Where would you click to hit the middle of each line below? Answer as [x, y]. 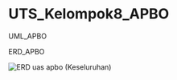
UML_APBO [27, 36]
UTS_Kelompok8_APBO [89, 14]
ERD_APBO [27, 51]
